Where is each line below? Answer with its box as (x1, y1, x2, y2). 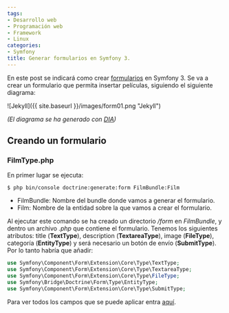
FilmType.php (7, 155, 54, 165)
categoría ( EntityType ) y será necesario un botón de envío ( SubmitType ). (7, 239, 217, 248)
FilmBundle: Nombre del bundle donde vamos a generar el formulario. (17, 197, 215, 205)
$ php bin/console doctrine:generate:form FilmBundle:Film (7, 184, 180, 191)
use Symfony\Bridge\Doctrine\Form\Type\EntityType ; (7, 279, 158, 286)
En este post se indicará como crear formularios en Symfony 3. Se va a (7, 74, 208, 82)
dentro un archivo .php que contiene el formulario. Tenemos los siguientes (7, 224, 218, 233)
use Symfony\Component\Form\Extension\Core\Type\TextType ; (7, 259, 180, 267)
